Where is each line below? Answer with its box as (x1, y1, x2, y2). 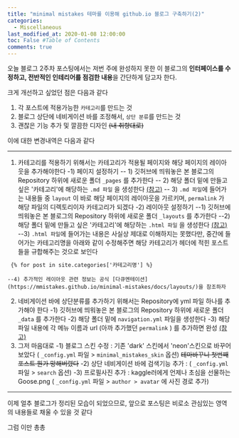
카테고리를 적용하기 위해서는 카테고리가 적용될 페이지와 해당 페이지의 (17, 158, 208, 166)
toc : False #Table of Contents (7, 37, 100, 44)
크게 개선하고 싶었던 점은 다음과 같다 (7, 88, 108, 96)
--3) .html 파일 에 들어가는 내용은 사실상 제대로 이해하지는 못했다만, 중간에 (17, 230, 224, 238)
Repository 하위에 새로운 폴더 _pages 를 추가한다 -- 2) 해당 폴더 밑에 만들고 (17, 176, 228, 184)
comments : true (7, 44, 53, 51)
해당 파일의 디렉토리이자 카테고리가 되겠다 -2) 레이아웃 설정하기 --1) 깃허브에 (17, 203, 231, 211)
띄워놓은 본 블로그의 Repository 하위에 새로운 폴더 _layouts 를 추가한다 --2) (17, 212, 230, 220)
